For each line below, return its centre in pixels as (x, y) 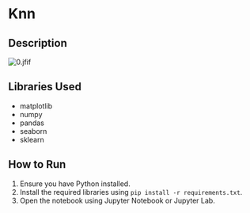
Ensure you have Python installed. (75, 184)
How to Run (37, 164)
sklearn (32, 139)
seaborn (33, 131)
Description (38, 43)
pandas (32, 123)
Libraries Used (45, 87)
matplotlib (36, 106)
